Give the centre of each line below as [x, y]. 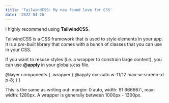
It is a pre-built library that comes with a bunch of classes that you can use [83, 44]
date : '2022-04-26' [26, 15]
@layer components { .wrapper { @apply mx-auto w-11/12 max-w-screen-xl [84, 74]
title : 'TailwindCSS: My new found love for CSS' [59, 10]
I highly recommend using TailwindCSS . [48, 29]
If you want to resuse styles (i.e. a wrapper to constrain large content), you [83, 59]
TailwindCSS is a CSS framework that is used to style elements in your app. [84, 39]
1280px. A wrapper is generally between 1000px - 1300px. [81, 95]
